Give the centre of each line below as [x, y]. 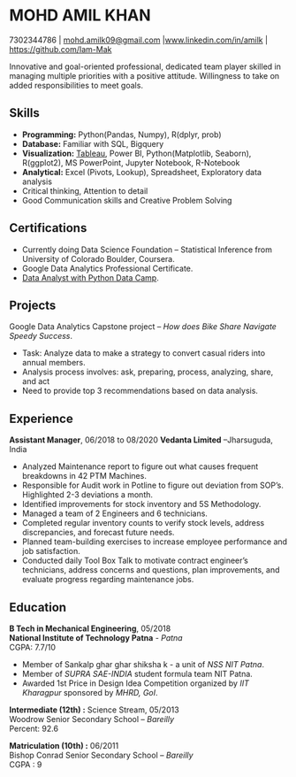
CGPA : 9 [26, 765]
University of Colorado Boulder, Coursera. [98, 258]
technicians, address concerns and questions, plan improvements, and [151, 570]
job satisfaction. [51, 551]
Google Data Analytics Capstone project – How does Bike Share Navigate [143, 327]
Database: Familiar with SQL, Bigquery [93, 143]
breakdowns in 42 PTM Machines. [84, 476]
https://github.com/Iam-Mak [61, 49]
